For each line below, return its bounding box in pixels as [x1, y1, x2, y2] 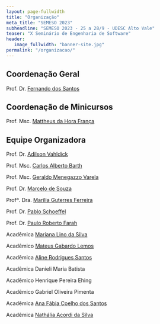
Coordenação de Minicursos [6, 102, 114, 112]
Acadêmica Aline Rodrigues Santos [6, 254, 92, 261]
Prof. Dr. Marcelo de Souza [6, 185, 72, 193]
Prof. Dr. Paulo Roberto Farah [6, 220, 78, 227]
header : [6, 36, 25, 42]
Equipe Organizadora [6, 134, 86, 145]
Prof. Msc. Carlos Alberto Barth [6, 162, 82, 169]
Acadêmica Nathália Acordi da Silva [6, 312, 94, 319]
